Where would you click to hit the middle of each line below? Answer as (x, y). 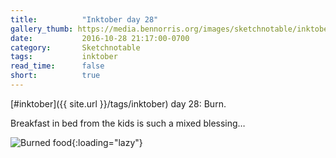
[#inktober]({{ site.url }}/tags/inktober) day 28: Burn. (118, 103)
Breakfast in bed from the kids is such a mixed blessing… (128, 123)
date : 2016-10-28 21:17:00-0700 (100, 38)
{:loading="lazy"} (107, 142)
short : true (55, 76)
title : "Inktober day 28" (84, 19)
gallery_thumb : (42, 29)
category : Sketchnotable (75, 47)
